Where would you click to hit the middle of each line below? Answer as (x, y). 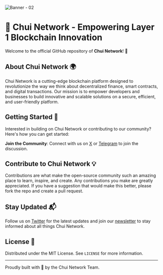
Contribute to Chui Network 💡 (51, 164)
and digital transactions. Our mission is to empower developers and (72, 91)
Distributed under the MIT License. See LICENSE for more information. (74, 253)
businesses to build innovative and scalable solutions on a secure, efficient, (81, 96)
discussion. (16, 148)
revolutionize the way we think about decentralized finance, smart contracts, (81, 86)
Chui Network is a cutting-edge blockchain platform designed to (69, 81)
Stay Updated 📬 (31, 207)
